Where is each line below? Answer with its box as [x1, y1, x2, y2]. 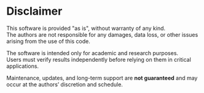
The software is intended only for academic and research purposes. [6, 49, 179, 56]
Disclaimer [6, 4, 63, 18]
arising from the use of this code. [6, 37, 91, 45]
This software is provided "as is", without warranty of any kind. [6, 24, 166, 32]
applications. [6, 62, 39, 70]
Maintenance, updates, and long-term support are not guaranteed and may [6, 74, 198, 81]
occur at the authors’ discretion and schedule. [6, 81, 123, 88]
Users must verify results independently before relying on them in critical [6, 56, 192, 63]
